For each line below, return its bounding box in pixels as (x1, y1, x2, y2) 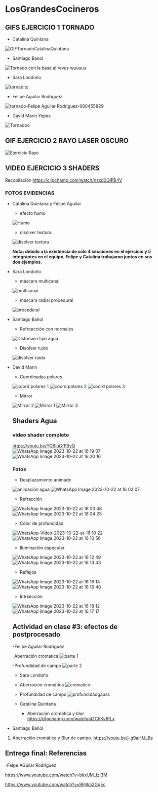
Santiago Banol (12, 55, 43, 61)
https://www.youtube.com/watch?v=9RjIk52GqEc (5, 781, 106, 787)
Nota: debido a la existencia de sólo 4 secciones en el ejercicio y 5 (12, 248, 151, 254)
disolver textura (19, 229, 52, 235)
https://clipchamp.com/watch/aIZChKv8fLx (27, 715, 115, 721)
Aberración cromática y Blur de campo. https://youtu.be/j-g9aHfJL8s (12, 735, 153, 741)
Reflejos (19, 569, 37, 575)
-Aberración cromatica (12, 653, 59, 659)
